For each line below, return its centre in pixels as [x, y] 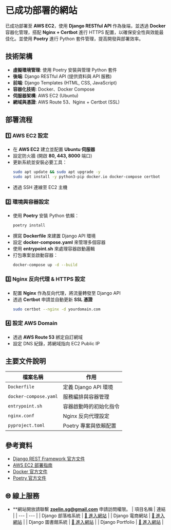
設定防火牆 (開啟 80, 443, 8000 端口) [52, 156]
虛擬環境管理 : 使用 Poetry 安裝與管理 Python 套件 [65, 69]
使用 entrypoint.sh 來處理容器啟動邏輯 [54, 249]
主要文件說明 [26, 361]
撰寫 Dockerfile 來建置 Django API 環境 [54, 236]
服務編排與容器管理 [86, 397]
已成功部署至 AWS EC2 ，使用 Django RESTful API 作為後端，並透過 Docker [85, 26]
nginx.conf [21, 416]
